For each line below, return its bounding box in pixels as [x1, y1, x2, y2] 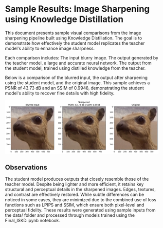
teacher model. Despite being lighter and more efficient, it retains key [5, 181, 144, 187]
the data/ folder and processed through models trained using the [5, 212, 135, 218]
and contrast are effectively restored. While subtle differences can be [5, 191, 145, 198]
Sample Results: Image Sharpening [5, 3, 150, 15]
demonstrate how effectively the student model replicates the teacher [5, 40, 145, 46]
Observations [5, 163, 48, 171]
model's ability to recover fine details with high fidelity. [5, 90, 115, 96]
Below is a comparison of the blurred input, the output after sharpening [5, 75, 147, 80]
